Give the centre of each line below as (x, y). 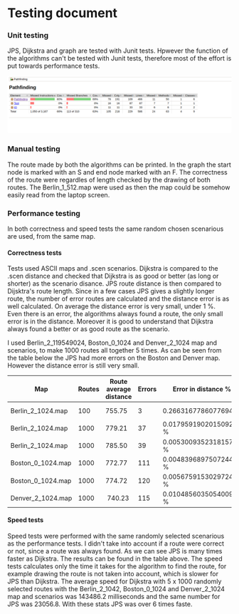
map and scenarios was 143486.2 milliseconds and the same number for (114, 596)
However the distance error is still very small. (74, 365)
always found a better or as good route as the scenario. (89, 329)
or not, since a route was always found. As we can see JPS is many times (115, 551)
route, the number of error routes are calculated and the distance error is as (118, 299)
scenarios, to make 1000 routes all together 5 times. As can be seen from (115, 350)
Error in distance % (202, 389)
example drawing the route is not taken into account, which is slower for (113, 573)
